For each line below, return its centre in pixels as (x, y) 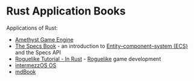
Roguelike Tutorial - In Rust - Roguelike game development (88, 59)
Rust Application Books (66, 11)
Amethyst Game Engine (44, 39)
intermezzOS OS (36, 65)
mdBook (25, 71)
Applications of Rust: (32, 28)
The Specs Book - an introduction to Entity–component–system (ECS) (101, 46)
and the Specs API (38, 52)
